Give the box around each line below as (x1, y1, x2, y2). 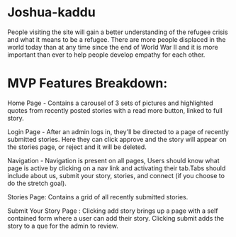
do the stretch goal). (7, 179, 67, 187)
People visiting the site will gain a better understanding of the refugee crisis (7, 28, 228, 36)
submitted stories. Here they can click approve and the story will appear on (7, 135, 227, 143)
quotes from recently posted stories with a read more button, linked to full (7, 106, 223, 114)
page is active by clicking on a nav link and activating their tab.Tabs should (7, 164, 226, 172)
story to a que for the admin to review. (7, 221, 119, 230)
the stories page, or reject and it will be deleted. (7, 143, 147, 151)
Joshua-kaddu (7, 4, 96, 21)
